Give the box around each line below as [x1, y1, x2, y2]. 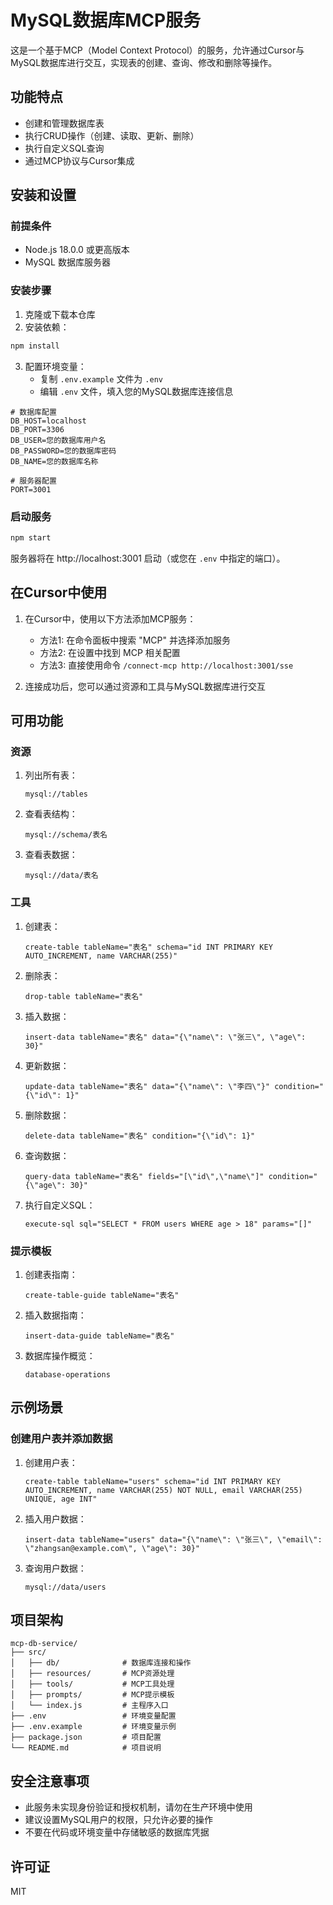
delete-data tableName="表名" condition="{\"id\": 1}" [24, 1131, 256, 1141]
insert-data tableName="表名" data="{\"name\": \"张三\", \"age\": [24, 1032, 307, 1042]
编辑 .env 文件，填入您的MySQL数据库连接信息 [39, 385, 234, 397]
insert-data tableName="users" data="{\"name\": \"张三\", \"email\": [24, 1534, 323, 1545]
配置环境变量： [24, 360, 87, 372]
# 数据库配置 [10, 407, 57, 417]
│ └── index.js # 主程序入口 [10, 1701, 169, 1711]
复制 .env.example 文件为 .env [39, 372, 163, 385]
